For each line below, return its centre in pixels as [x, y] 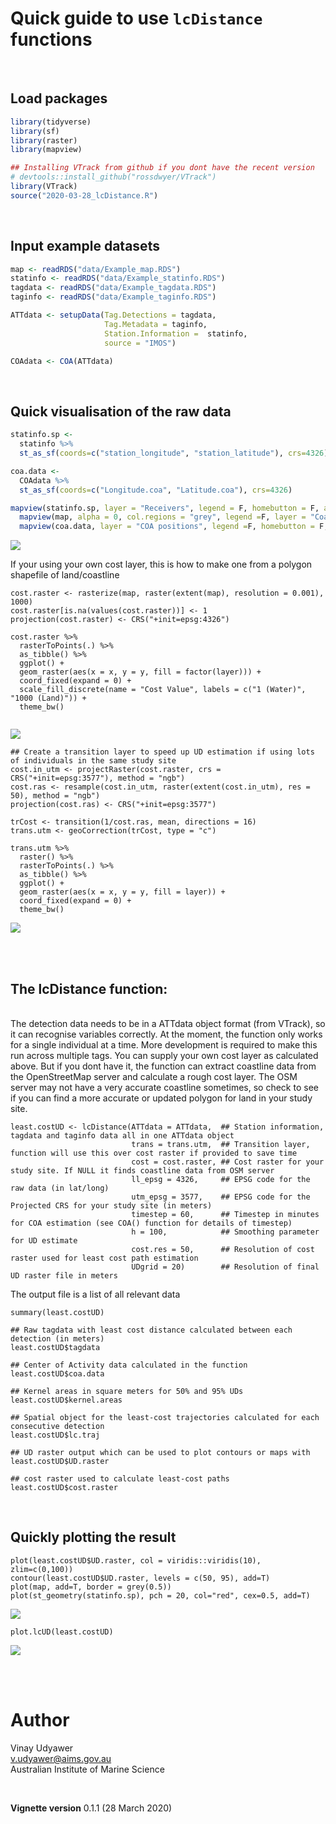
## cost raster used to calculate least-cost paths [120, 1478]
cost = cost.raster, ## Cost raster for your [228, 1162]
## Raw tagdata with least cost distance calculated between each [151, 1330]
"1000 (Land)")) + [48, 698]
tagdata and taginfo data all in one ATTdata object [122, 1135]
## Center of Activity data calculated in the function [129, 1365]
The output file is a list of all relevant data [95, 1294]
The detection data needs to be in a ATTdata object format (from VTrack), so [168, 1023]
